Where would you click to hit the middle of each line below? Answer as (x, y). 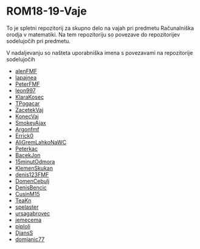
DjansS (24, 233)
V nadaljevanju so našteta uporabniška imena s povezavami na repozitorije (100, 52)
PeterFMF (28, 84)
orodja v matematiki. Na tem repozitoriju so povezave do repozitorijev (93, 34)
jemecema (28, 220)
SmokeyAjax (31, 122)
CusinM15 (27, 194)
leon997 (26, 90)
